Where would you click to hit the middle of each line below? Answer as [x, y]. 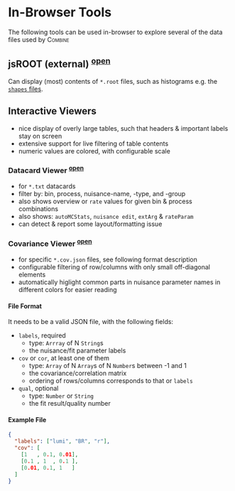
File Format [25, 306]
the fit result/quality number [70, 404]
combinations [38, 209]
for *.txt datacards [47, 186]
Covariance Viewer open [50, 243]
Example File [27, 419]
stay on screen [40, 136]
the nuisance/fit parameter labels [77, 351]
